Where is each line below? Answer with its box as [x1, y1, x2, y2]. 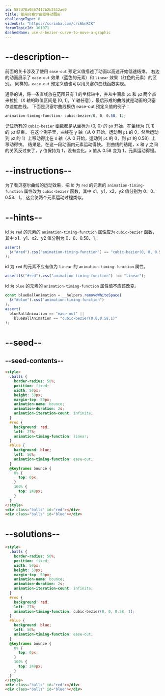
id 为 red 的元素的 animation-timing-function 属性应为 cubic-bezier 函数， [5, 229, 157, 235]
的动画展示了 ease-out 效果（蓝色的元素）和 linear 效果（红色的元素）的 [5, 74, 153, 80]
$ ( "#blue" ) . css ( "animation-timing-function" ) [9, 297, 105, 302]
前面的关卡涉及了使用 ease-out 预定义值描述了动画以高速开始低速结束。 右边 [5, 68, 160, 74]
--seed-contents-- [5, 356, 64, 365]
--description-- [5, 51, 70, 63]
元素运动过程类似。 [47, 194, 86, 200]
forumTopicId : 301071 [5, 26, 50, 31]
